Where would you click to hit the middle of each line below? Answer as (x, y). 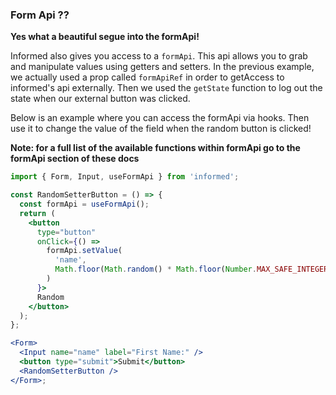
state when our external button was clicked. (100, 99)
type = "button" (66, 232)
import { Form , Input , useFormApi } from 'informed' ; (125, 177)
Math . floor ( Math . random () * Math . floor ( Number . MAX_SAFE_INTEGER (191, 269)
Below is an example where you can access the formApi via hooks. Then (160, 118)
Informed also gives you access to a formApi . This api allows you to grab (159, 56)
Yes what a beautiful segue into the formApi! (105, 37)
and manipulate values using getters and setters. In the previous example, (162, 67)
